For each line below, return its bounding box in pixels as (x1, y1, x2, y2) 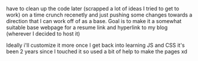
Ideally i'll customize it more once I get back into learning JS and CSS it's (6, 41, 186, 49)
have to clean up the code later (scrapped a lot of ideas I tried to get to (6, 5, 180, 12)
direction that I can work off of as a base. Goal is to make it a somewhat (6, 18, 182, 24)
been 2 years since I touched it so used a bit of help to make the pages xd (6, 48, 187, 55)
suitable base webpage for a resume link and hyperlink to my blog (6, 24, 168, 31)
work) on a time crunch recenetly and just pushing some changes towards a (6, 11, 193, 18)
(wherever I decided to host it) (6, 30, 80, 37)
